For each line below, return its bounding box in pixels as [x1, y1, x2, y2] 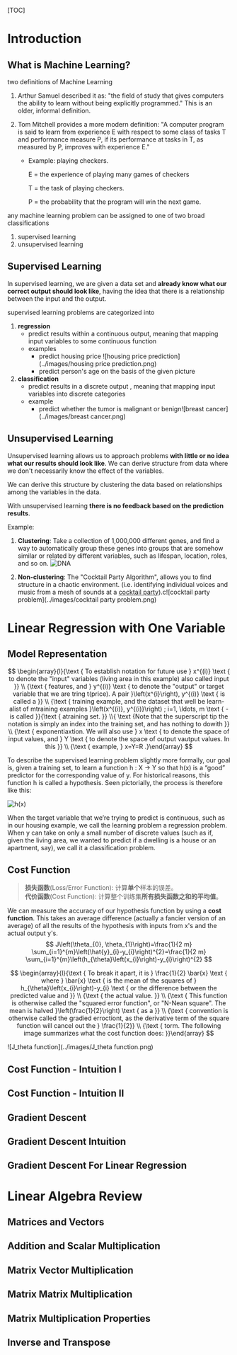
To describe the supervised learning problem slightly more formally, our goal [7, 755, 231, 764]
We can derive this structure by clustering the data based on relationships [7, 480, 223, 488]
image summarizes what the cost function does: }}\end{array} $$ [23, 1029, 214, 1038]
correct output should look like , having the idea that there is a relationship [7, 287, 225, 295]
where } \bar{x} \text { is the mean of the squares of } [41, 976, 197, 985]
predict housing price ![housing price [38, 352, 147, 360]
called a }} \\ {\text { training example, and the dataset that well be [13, 697, 206, 705]
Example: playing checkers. [28, 156, 109, 165]
